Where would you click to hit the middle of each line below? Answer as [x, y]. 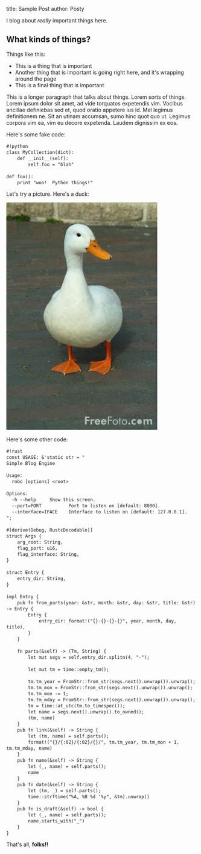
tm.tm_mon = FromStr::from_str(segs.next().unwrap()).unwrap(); [110, 687]
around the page [36, 79]
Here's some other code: [37, 439]
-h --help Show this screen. [54, 499]
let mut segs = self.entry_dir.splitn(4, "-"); [89, 657]
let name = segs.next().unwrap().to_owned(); [86, 712]
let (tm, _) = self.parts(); [65, 790]
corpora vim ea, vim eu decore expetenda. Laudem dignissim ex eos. [92, 122]
